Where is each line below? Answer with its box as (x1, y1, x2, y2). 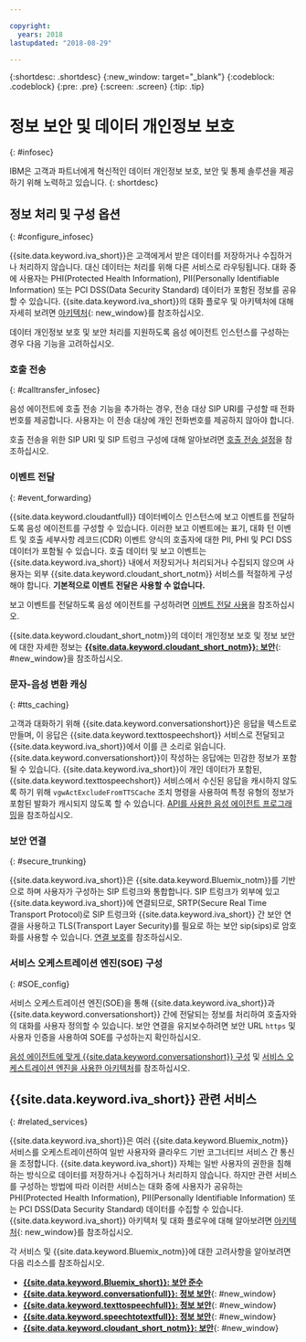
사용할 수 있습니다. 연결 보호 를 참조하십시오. (26, 932, 183, 943)
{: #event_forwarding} (9, 492, 92, 503)
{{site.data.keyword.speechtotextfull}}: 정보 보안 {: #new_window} (22, 1311, 277, 1322)
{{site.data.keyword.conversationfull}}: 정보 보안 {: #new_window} (22, 1288, 277, 1299)
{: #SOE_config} (9, 978, 70, 989)
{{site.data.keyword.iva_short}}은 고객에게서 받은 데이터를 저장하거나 (9, 250, 260, 261)
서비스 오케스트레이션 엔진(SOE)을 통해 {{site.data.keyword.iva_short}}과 (9, 997, 276, 1008)
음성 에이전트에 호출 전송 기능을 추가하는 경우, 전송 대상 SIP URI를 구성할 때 (9, 403, 279, 414)
